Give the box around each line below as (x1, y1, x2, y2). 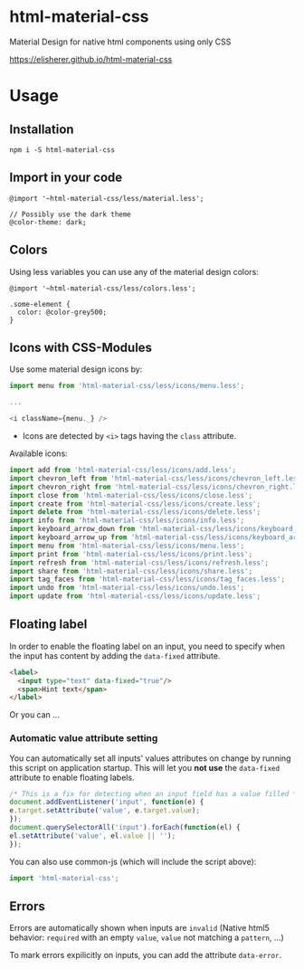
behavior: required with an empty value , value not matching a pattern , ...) (9, 932, 285, 943)
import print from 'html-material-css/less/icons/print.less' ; (9, 549, 253, 558)
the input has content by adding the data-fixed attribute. (9, 650, 221, 661)
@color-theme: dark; (9, 217, 88, 227)
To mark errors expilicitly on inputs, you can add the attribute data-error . (9, 950, 282, 961)
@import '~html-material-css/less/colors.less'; (9, 283, 196, 293)
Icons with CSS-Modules (9, 339, 152, 355)
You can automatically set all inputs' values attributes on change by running (9, 753, 291, 764)
